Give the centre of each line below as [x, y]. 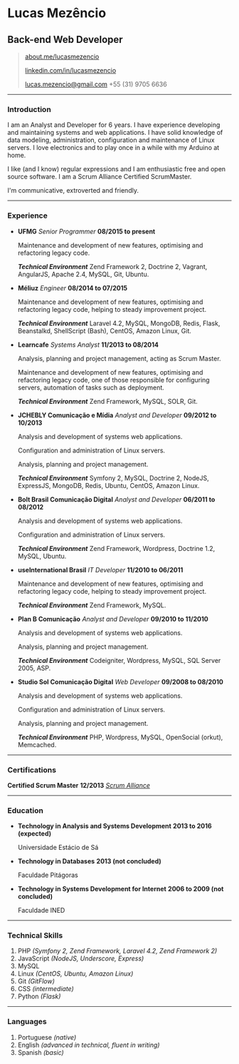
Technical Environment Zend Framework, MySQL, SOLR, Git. [107, 401]
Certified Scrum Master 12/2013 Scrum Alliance [79, 785]
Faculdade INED [41, 911]
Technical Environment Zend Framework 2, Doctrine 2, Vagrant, [112, 266]
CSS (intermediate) [46, 989]
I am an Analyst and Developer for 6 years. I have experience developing [114, 125]
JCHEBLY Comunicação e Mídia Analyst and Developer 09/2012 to [117, 415]
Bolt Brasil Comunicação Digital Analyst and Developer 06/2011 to [116, 499]
